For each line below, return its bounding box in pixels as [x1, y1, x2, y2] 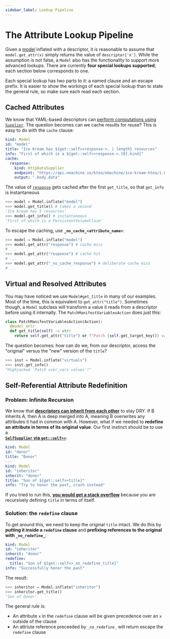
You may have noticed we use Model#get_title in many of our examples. [5, 293, 157, 299]
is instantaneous [5, 189, 39, 196]
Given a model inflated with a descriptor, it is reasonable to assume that [5, 46, 154, 52]
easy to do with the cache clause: [5, 127, 74, 134]
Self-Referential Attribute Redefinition [5, 381, 128, 390]
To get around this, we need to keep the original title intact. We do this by [5, 521, 161, 527]
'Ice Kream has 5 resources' [5, 209, 67, 214]
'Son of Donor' [5, 594, 37, 599]
